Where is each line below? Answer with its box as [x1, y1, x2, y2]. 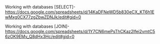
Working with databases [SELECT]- [5, 4, 76, 10]
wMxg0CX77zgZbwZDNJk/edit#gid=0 [5, 14, 81, 20]
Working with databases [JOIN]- [5, 23, 70, 29]
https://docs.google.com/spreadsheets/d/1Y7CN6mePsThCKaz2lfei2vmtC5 [5, 29, 156, 34]
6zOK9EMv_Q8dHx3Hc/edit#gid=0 [5, 33, 75, 39]
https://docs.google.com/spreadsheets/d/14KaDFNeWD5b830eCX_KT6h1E [5, 9, 155, 15]
